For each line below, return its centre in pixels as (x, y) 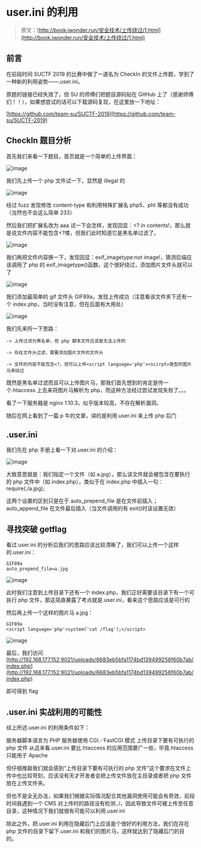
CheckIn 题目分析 (39, 141)
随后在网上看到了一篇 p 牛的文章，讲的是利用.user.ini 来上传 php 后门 (92, 416)
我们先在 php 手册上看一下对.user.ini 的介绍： (62, 450)
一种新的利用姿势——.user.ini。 (45, 81)
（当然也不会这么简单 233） (41, 212)
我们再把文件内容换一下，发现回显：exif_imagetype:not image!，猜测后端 (96, 257)
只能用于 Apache (27, 755)
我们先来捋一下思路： (32, 329)
